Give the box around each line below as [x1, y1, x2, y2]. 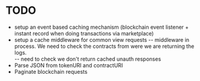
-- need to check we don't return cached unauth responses [14, 55, 161, 62]
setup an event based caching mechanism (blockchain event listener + [14, 23, 189, 31]
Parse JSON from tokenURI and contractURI [14, 61, 123, 69]
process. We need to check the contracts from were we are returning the [14, 43, 195, 50]
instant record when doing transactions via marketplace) [14, 29, 154, 37]
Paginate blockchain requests [14, 68, 88, 75]
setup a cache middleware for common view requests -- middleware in [14, 36, 190, 43]
